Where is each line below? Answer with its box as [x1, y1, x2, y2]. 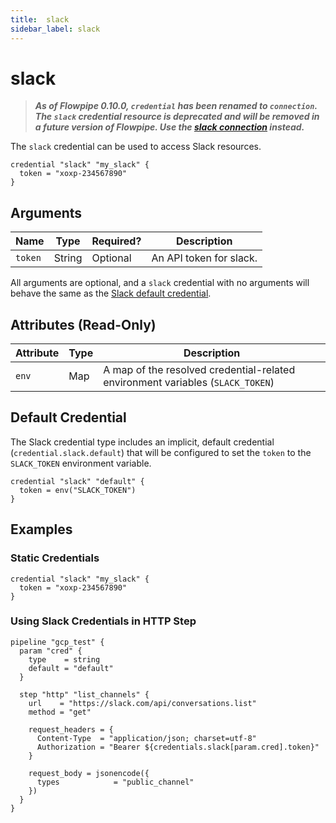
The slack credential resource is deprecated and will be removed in [34, 111, 320, 123]
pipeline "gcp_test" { [10, 637, 105, 647]
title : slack [10, 14, 70, 25]
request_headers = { [28, 724, 114, 735]
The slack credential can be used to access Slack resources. [10, 141, 262, 153]
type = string [28, 654, 101, 665]
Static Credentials [10, 551, 100, 565]
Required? [91, 234, 142, 248]
